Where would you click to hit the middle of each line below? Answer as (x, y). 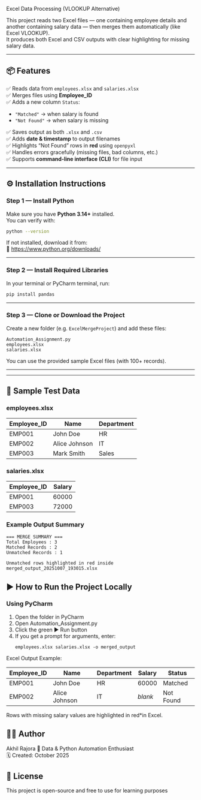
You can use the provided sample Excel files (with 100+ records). (86, 361)
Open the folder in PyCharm (49, 616)
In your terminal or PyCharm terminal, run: (58, 283)
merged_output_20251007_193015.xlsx (52, 569)
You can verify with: (31, 220)
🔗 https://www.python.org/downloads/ (54, 249)
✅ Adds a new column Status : (43, 102)
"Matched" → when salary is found (57, 114)
